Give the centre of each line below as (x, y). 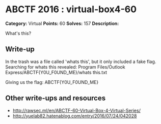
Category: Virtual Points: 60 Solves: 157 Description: (62, 23)
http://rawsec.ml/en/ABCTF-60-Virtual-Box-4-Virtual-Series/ (77, 110)
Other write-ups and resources (56, 98)
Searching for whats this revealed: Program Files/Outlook (65, 67)
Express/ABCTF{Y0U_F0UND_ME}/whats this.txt (56, 72)
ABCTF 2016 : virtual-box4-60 (71, 9)
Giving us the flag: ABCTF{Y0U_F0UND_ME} (52, 82)
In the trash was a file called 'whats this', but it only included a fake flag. (81, 61)
